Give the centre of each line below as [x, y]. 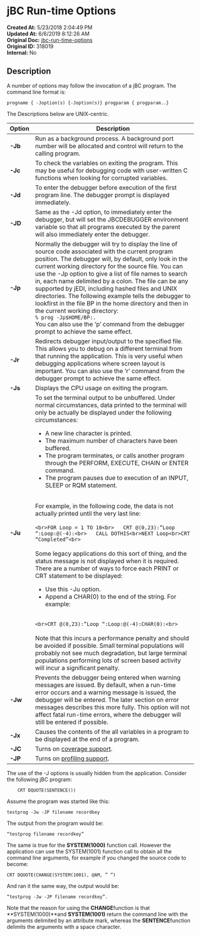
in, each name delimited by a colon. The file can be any [112, 281]
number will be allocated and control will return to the [109, 146]
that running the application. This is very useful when [109, 356]
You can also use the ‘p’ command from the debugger [110, 324]
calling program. [58, 153]
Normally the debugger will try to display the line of [106, 244]
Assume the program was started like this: [58, 801]
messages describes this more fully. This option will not [112, 707]
